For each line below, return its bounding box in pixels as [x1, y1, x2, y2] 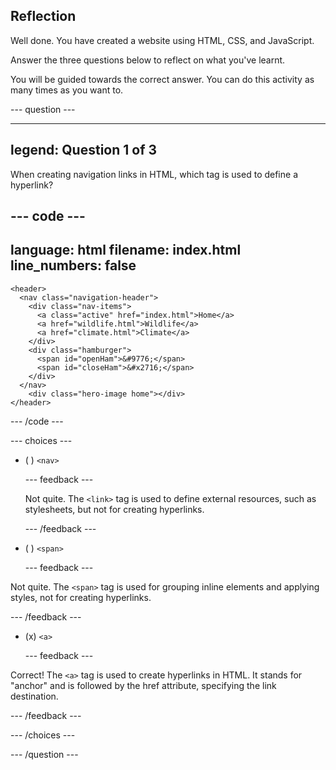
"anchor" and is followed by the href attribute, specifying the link [10, 679, 277, 691]
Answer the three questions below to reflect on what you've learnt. [10, 54, 286, 66]
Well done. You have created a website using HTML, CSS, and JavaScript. [10, 34, 315, 46]
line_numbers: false [10, 257, 137, 274]
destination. [10, 690, 59, 702]
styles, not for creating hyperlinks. [10, 591, 152, 603]
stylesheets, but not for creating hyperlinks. [24, 503, 205, 515]
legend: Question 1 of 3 [10, 142, 158, 159]
